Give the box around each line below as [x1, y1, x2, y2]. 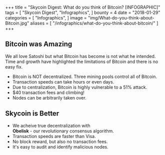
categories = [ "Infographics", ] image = [5, 15, 87, 20]
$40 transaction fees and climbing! [12, 89, 85, 95]
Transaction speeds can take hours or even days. [12, 78, 114, 84]
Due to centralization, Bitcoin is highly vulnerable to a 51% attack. [12, 84, 147, 90]
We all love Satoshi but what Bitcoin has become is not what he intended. [5, 53, 156, 59]
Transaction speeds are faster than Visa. [12, 133, 96, 139]
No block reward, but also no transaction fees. [12, 138, 108, 144]
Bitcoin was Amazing [5, 40, 72, 48]
